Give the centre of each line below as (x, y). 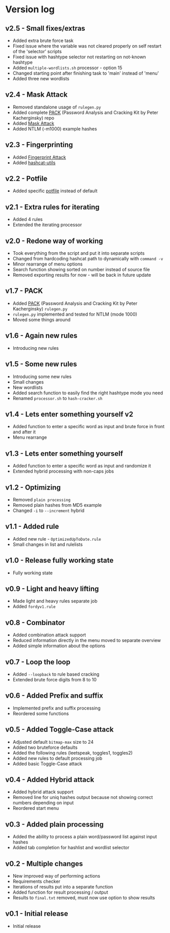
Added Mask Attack (33, 123)
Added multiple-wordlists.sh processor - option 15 (67, 68)
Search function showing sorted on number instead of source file (81, 270)
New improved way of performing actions (56, 876)
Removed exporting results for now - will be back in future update (82, 275)
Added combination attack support (49, 635)
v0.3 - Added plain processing (54, 824)
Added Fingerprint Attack (39, 157)
